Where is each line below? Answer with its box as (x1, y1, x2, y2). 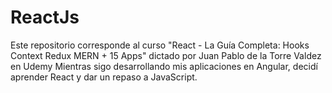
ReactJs (10, 6, 80, 29)
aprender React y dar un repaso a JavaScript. (10, 71, 198, 83)
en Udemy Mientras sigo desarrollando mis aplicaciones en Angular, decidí (10, 60, 318, 72)
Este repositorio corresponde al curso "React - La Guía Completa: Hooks (10, 39, 310, 51)
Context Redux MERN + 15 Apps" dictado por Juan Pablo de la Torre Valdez (10, 49, 322, 61)
